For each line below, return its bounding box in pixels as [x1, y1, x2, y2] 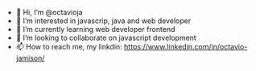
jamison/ [15, 53, 45, 63]
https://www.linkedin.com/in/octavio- [123, 42, 248, 51]
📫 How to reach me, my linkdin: [15, 42, 122, 51]
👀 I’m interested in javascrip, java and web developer [15, 16, 192, 26]
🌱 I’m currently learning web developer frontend [15, 25, 175, 34]
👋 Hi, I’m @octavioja [15, 8, 83, 17]
